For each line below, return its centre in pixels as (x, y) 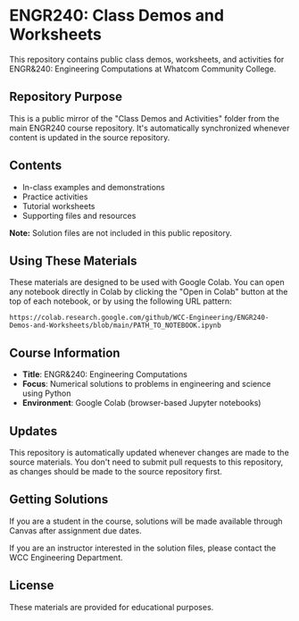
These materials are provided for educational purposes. (112, 607)
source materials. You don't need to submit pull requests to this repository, (146, 462)
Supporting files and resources (79, 215)
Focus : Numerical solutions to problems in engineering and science (146, 384)
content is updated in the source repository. (90, 137)
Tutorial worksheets (58, 206)
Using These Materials (73, 260)
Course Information (65, 352)
